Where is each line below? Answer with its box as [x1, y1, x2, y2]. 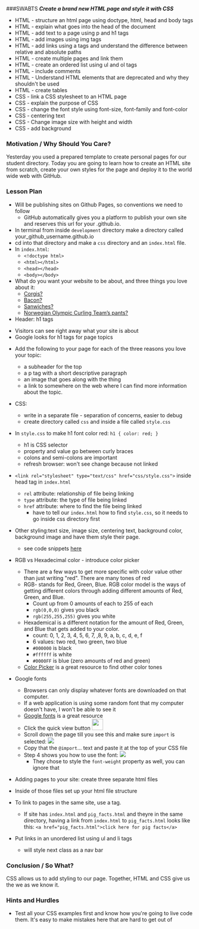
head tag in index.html [14, 478, 71, 485]
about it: [14, 284, 36, 291]
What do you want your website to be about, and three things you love [14, 277, 188, 284]
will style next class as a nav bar [23, 846, 103, 854]
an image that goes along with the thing [23, 375, 121, 382]
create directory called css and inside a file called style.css [23, 418, 171, 425]
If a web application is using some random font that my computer [23, 699, 184, 706]
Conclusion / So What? [6, 861, 74, 870]
